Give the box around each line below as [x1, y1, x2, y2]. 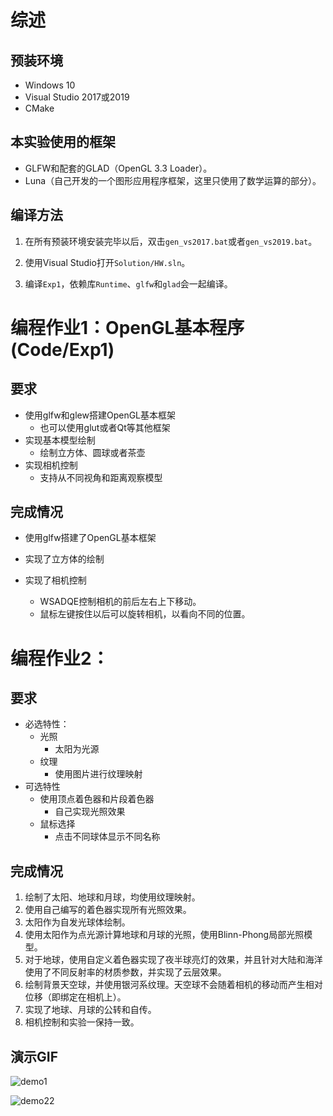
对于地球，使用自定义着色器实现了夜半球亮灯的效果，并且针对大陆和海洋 [24, 954, 323, 966]
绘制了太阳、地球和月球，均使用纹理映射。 [24, 891, 201, 903]
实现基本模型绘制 [24, 434, 96, 446]
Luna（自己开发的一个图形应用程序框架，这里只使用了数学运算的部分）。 [24, 174, 322, 186]
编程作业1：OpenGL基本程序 [10, 316, 245, 339]
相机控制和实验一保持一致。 [24, 1016, 140, 1028]
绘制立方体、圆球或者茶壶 [39, 446, 146, 458]
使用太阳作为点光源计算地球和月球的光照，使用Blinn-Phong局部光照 [24, 929, 305, 941]
